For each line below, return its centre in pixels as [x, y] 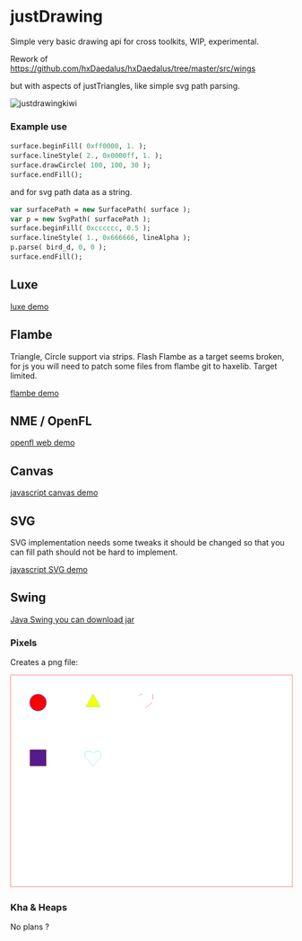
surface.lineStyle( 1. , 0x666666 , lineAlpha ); [101, 238]
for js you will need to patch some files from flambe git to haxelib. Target [144, 366]
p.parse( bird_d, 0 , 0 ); [58, 248]
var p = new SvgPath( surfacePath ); [81, 219]
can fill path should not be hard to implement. [94, 552]
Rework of [29, 58]
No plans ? [30, 927]
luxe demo [30, 306]
